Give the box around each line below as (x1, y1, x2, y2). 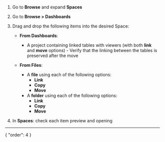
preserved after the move (27, 53, 79, 58)
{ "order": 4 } (5, 132, 32, 138)
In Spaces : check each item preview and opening (12, 118, 113, 123)
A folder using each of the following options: (27, 93, 117, 98)
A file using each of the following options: (27, 72, 112, 78)
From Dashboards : (19, 33, 58, 38)
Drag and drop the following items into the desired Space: (12, 23, 129, 29)
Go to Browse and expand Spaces (12, 4, 82, 10)
